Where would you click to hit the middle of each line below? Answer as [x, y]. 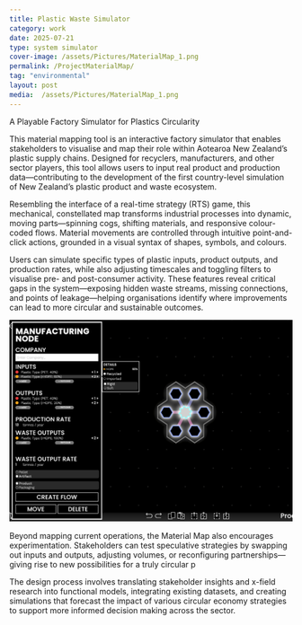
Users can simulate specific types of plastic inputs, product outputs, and [144, 260]
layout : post [34, 85]
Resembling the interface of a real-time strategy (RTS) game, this [130, 204]
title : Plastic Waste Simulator [70, 19]
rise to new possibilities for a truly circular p [115, 565]
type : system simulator [54, 48]
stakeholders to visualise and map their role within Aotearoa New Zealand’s [148, 148]
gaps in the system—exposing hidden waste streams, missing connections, [149, 288]
